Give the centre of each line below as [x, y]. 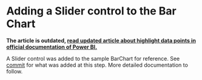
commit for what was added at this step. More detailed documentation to [97, 65]
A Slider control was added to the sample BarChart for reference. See [93, 58]
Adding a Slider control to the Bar [92, 11]
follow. [15, 71]
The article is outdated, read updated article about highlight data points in [101, 40]
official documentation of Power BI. [52, 47]
